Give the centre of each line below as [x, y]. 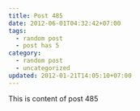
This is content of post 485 [53, 98]
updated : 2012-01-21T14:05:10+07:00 [70, 76]
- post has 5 [38, 46]
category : [25, 53]
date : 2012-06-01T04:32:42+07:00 [65, 23]
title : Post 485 [36, 16]
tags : [17, 31]
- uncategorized [43, 68]
